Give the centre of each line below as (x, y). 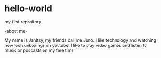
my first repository (23, 22)
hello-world (29, 8)
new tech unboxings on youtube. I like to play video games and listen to (76, 45)
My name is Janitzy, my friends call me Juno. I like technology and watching (80, 40)
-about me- (16, 31)
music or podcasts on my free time (39, 50)
